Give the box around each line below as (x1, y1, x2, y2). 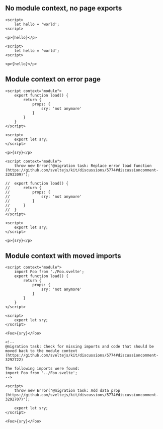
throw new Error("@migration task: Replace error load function (14, 163, 152, 168)
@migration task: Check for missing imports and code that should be (5, 344, 154, 349)
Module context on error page (5, 75, 101, 83)
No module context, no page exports (5, 4, 122, 13)
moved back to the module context (5, 349, 78, 354)
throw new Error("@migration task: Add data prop (14, 388, 121, 393)
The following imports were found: (5, 366, 80, 371)
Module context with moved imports (5, 251, 122, 261)
